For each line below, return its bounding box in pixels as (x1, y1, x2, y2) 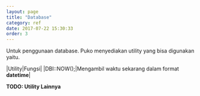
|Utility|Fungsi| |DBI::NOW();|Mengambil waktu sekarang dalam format (6, 65, 179, 72)
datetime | (6, 72, 31, 79)
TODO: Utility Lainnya (6, 83, 61, 90)
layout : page (6, 8, 39, 15)
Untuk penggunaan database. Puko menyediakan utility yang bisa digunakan (6, 47, 195, 54)
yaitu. (6, 54, 20, 61)
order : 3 (6, 31, 28, 37)
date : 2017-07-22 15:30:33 (6, 25, 73, 32)
